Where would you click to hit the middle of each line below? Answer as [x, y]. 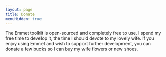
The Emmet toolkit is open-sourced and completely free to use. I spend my [83, 33]
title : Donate [20, 14]
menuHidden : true [24, 19]
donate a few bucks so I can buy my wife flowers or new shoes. [72, 49]
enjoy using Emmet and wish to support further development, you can [78, 44]
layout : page [19, 10]
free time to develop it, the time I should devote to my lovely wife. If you [80, 38]
